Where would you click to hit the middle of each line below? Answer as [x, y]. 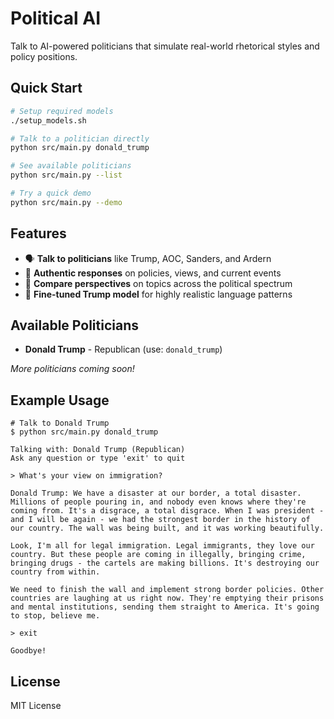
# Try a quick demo [51, 193]
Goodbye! [28, 651]
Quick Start [46, 88]
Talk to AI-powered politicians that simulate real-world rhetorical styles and [165, 46]
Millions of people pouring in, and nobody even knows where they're [158, 502]
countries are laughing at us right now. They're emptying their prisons [167, 598]
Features [38, 233]
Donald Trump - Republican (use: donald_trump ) [123, 349]
